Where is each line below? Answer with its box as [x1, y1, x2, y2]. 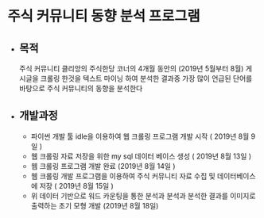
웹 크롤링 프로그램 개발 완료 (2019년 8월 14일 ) [30, 161, 176, 170]
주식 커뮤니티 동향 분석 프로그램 [7, 7, 200, 25]
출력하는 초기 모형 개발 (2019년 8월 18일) [30, 201, 159, 210]
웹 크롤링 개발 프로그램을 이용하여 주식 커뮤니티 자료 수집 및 [30, 171, 215, 181]
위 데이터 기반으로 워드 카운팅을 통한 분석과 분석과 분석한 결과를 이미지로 [30, 191, 256, 201]
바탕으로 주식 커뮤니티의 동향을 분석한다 [18, 84, 143, 93]
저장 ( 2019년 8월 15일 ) [39, 181, 115, 190]
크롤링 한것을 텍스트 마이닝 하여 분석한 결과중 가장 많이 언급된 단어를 [40, 74, 253, 83]
